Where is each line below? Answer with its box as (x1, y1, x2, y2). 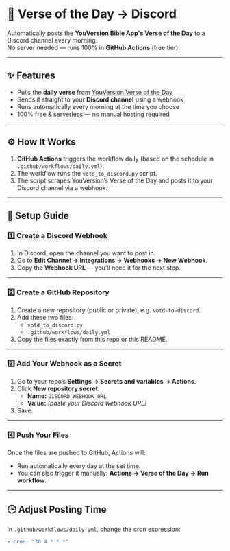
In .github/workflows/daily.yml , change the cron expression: (7, 525, 181, 533)
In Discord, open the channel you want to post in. (16, 249, 156, 257)
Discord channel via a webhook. (16, 183, 108, 191)
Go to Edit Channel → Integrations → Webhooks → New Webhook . (16, 257, 208, 265)
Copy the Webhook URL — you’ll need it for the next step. (16, 263, 181, 272)
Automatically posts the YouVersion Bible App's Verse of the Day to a (7, 29, 205, 37)
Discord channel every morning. (7, 36, 98, 44)
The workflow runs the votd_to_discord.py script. (16, 169, 157, 177)
